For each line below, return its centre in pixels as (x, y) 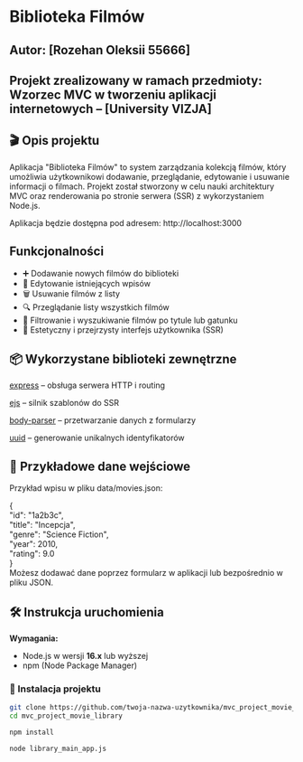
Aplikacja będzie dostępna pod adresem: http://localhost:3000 (125, 222)
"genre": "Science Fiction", (59, 534)
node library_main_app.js (58, 748)
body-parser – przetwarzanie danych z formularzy (103, 420)
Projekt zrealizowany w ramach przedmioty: (136, 80)
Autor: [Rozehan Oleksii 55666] (100, 50)
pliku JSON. (32, 583)
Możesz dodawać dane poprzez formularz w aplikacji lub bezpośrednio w (147, 573)
